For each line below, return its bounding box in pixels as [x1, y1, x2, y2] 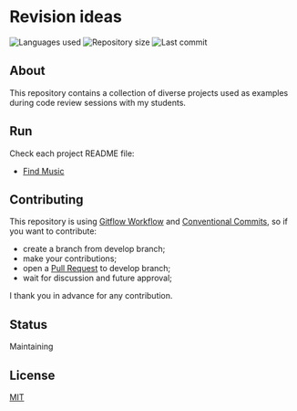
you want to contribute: [9, 226, 97, 237]
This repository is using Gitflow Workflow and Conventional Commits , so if [9, 216, 289, 227]
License [9, 367, 56, 383]
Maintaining [9, 341, 54, 353]
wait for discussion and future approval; [22, 272, 173, 284]
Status [9, 317, 48, 332]
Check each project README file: [9, 148, 135, 159]
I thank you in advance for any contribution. [9, 290, 173, 301]
